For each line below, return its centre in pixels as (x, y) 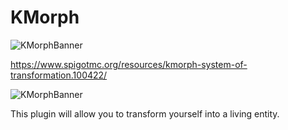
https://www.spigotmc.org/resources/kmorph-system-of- (129, 64)
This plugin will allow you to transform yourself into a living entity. (145, 113)
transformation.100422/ (59, 75)
